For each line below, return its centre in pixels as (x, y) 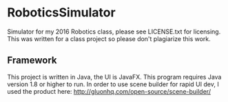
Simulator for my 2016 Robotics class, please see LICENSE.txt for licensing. (114, 31)
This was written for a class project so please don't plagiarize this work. (109, 38)
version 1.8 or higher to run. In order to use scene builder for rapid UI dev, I (113, 84)
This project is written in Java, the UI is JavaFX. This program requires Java (114, 77)
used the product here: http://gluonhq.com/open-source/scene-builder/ (109, 91)
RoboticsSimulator (61, 13)
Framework (32, 61)
